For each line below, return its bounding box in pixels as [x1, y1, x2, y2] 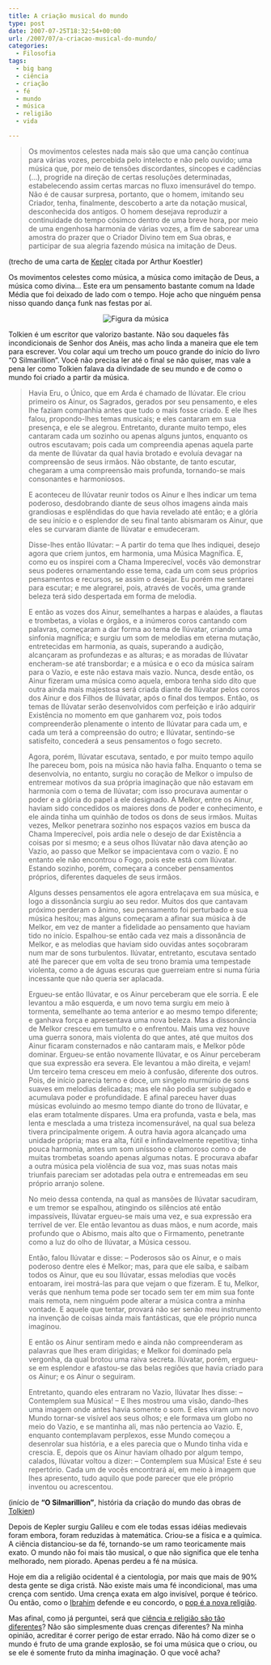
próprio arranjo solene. [28, 1178, 105, 1188]
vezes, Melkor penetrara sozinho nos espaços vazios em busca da [28, 820, 251, 830]
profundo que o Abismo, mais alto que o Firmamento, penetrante [28, 1228, 245, 1238]
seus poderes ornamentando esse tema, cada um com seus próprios [28, 566, 259, 575]
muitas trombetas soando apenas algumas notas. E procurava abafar [28, 1152, 259, 1162]
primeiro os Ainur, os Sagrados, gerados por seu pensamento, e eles [28, 396, 257, 406]
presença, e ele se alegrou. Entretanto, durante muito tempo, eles [28, 422, 247, 432]
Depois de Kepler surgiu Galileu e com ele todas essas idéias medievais [8, 1522, 248, 1532]
